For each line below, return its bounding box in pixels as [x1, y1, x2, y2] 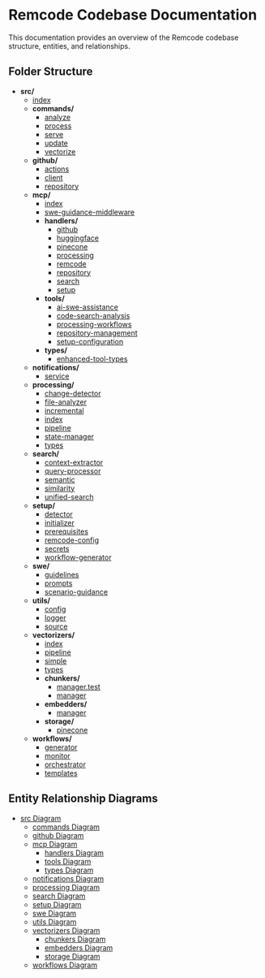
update [44, 138, 69, 148]
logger [44, 612, 66, 622]
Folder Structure [8, 65, 93, 79]
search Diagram [32, 891, 86, 901]
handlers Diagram [44, 847, 104, 858]
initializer [44, 517, 75, 527]
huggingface [56, 233, 100, 243]
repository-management [56, 327, 138, 338]
